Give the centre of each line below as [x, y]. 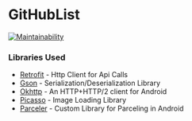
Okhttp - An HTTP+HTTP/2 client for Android [93, 92]
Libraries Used [37, 57]
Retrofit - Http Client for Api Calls [74, 75]
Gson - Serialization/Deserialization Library [90, 83]
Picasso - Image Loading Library [73, 100]
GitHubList [44, 15]
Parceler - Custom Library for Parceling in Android [102, 108]
